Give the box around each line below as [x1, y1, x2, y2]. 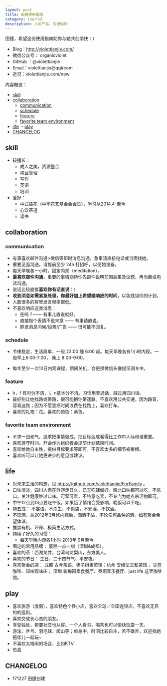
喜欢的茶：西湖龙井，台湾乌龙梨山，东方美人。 [12, 550, 109, 556]
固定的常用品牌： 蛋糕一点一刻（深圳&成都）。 [12, 543, 106, 549]
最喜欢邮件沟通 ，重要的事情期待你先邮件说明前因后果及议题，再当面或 [12, 274, 157, 280]
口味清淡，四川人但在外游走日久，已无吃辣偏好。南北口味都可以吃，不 [12, 487, 157, 493]
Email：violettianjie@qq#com [12, 65, 73, 71]
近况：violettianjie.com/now [12, 71, 70, 77]
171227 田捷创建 [12, 676, 46, 682]
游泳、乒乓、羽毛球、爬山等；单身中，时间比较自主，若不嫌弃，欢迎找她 [12, 628, 161, 634]
